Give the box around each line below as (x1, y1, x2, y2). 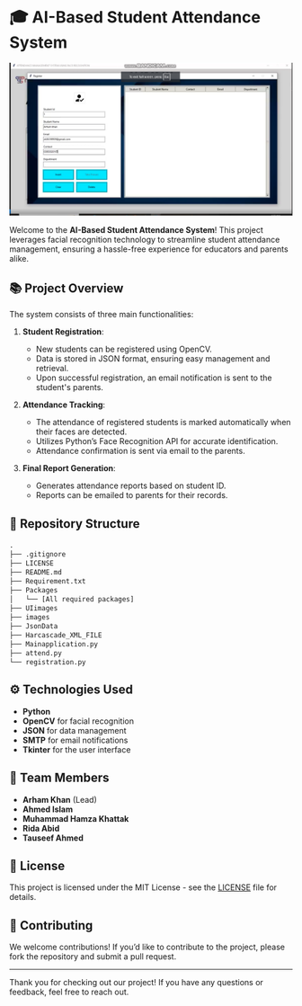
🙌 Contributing (9, 918, 93, 933)
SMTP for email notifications (22, 734, 129, 745)
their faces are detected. (35, 426, 128, 437)
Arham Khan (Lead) (22, 794, 97, 805)
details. (9, 892, 37, 903)
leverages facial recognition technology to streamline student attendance (9, 235, 280, 245)
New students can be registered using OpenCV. (35, 343, 213, 355)
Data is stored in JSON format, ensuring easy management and (35, 353, 271, 364)
